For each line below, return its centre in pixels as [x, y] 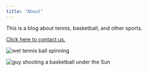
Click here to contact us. [36, 39]
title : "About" [25, 11]
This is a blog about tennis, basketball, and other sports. [74, 28]
